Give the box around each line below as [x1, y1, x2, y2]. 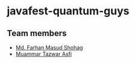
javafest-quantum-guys [7, 4, 130, 18]
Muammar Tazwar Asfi [15, 50, 72, 58]
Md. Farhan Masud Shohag [15, 44, 83, 51]
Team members [7, 28, 67, 38]
